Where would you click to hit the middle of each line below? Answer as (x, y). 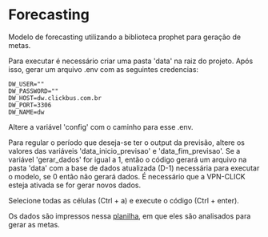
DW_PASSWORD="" (34, 91)
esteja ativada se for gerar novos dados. (75, 185)
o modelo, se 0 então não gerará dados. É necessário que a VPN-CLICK (127, 176)
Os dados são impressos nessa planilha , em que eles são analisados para (130, 216)
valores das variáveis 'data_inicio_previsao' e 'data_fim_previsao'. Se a (124, 151)
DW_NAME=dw (26, 112)
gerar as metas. (34, 224)
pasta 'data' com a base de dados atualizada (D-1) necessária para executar (134, 168)
